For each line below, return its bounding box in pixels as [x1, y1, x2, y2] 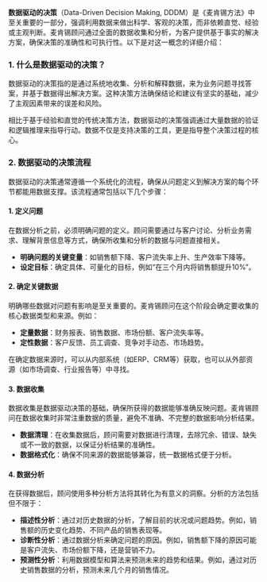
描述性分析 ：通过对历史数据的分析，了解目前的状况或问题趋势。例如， [19, 515, 250, 525]
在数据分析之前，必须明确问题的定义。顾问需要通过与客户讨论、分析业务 [8, 225, 245, 235]
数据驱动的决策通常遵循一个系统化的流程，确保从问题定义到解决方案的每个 [8, 176, 252, 186]
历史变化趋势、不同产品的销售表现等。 [41, 526, 167, 535]
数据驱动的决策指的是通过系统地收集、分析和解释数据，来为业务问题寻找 [8, 79, 245, 88]
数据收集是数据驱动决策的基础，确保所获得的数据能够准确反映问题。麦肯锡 [8, 403, 252, 413]
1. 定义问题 [8, 206, 44, 216]
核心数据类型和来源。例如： [8, 311, 99, 320]
